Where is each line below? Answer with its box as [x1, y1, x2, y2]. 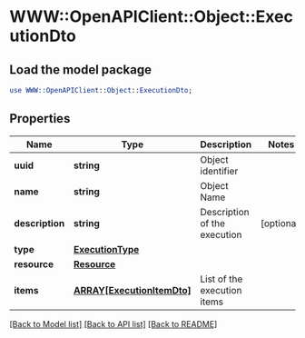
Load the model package [9, 62, 152, 77]
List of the [200, 273, 243, 285]
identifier [200, 164, 239, 177]
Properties [9, 111, 71, 126]
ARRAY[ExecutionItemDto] [73, 283, 192, 296]
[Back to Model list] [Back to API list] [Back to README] [9, 318, 218, 329]
